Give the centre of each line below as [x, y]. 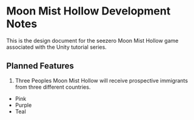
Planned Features [40, 66]
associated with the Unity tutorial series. [57, 47]
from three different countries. [53, 87]
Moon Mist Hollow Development [89, 11]
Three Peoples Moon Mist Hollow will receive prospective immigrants [101, 80]
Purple [23, 105]
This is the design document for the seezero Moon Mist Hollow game [92, 40]
